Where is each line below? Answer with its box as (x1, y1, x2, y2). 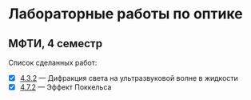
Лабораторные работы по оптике (8, 5, 244, 23)
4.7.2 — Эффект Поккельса (19, 82, 112, 92)
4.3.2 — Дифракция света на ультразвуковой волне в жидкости (19, 74, 238, 82)
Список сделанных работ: (8, 58, 98, 67)
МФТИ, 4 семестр (8, 37, 102, 50)
